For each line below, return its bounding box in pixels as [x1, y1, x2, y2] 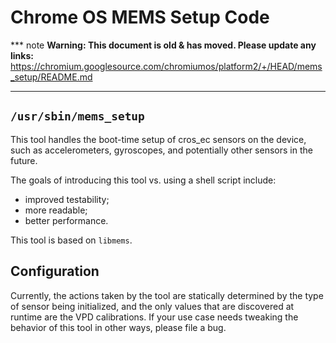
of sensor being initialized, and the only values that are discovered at [10, 300, 295, 312]
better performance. [24, 214, 109, 226]
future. [10, 154, 38, 166]
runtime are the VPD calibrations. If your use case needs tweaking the [10, 311, 299, 323]
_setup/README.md [10, 71, 93, 83]
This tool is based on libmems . [10, 234, 133, 246]
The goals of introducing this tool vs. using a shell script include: [10, 174, 277, 186]
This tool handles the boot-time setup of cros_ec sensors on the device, [10, 133, 307, 145]
